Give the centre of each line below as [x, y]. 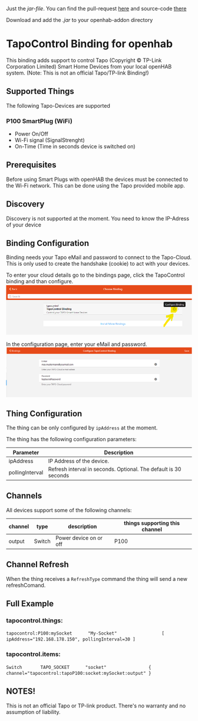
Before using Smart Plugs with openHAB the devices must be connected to [97, 179]
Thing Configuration [44, 413]
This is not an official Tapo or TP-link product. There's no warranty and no [96, 706]
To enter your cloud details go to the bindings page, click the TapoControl [95, 275]
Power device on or [79, 538]
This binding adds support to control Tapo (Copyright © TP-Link [84, 60]
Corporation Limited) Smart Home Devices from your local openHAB [89, 66]
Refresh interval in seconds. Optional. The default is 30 [115, 469]
